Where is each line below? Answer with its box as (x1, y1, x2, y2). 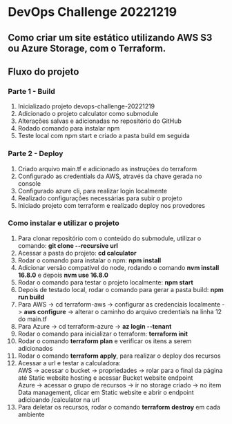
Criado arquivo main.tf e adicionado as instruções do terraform (17, 164, 197, 173)
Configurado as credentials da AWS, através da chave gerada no (17, 172, 202, 180)
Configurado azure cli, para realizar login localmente (17, 186, 168, 195)
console (17, 179, 41, 187)
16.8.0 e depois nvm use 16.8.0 (17, 271, 109, 279)
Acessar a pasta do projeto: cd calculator (17, 249, 137, 257)
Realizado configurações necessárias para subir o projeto (17, 194, 182, 202)
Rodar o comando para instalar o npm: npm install (17, 256, 162, 264)
